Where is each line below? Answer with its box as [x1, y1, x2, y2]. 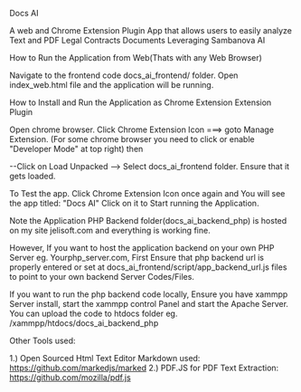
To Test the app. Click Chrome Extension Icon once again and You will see [9, 188, 286, 198]
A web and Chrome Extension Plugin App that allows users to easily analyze [9, 25, 292, 35]
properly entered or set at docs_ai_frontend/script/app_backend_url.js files [9, 262, 287, 272]
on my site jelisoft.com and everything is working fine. [9, 225, 211, 235]
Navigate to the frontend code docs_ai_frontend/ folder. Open [9, 70, 239, 81]
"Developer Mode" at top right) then [9, 144, 144, 154]
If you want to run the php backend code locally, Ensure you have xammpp [9, 289, 288, 300]
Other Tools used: [9, 335, 76, 346]
